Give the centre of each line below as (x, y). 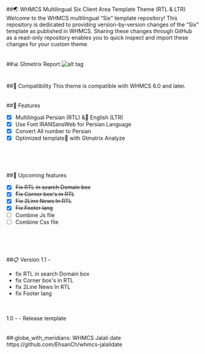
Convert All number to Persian (53, 131)
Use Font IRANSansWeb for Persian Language (73, 125)
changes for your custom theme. (47, 44)
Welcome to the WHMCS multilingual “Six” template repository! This (92, 18)
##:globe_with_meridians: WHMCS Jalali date (64, 337)
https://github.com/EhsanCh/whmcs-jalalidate (64, 344)
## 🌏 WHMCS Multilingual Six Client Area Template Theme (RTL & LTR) (96, 9)
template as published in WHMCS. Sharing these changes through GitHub (99, 31)
